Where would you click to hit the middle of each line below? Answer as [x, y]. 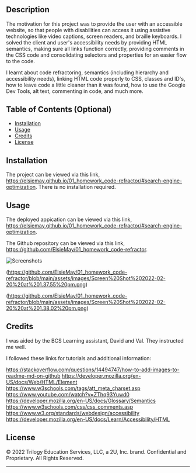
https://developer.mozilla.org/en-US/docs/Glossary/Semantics [81, 401]
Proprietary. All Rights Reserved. [45, 458]
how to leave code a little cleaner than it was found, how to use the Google [96, 85]
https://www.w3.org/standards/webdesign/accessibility [73, 413]
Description [28, 10]
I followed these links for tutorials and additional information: [79, 358]
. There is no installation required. [76, 187]
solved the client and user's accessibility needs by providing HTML [87, 42]
